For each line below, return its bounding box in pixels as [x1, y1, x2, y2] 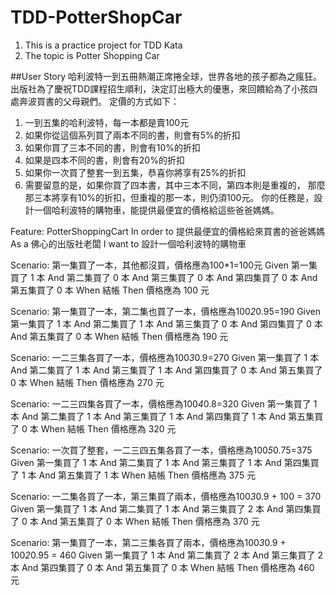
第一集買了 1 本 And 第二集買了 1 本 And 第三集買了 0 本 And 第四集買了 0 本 [10, 317, 323, 330]
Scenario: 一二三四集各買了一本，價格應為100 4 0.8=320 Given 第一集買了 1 [10, 397, 318, 410]
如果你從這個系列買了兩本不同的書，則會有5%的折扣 [24, 129, 241, 141]
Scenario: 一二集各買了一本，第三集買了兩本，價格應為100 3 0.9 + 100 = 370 [10, 490, 322, 502]
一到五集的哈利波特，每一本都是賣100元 [24, 116, 190, 128]
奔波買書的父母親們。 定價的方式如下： [18, 95, 180, 107]
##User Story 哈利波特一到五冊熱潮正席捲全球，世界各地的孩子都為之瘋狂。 [10, 70, 323, 82]
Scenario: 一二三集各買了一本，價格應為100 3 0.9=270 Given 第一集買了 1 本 [10, 351, 320, 363]
